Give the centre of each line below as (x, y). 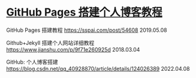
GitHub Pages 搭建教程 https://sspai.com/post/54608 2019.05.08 (87, 30)
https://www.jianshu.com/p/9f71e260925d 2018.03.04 (73, 49)
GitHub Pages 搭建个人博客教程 (85, 12)
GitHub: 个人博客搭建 (32, 62)
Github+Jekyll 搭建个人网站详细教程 (50, 43)
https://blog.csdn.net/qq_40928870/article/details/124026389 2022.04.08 (98, 68)
